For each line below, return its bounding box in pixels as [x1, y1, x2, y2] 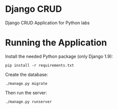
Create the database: [5, 72, 49, 77]
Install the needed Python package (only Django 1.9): [5, 53, 113, 59]
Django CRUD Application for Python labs [5, 20, 90, 26]
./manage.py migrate [5, 81, 48, 86]
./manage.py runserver [5, 99, 52, 104]
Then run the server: [5, 90, 47, 96]
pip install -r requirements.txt [5, 63, 74, 68]
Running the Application [5, 37, 107, 48]
